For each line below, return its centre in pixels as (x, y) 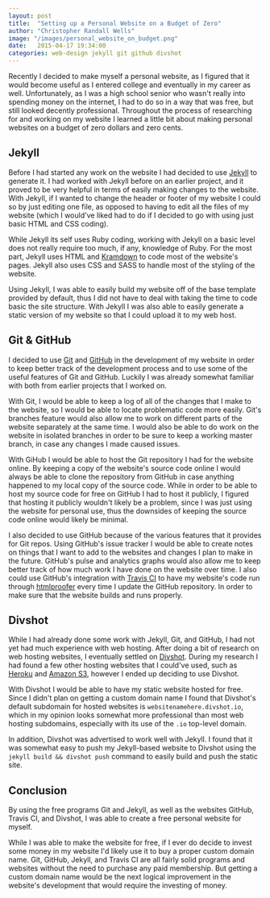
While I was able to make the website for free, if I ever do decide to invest (130, 842)
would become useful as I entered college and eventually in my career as (130, 85)
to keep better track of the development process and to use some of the (128, 368)
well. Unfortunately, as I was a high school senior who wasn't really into (127, 93)
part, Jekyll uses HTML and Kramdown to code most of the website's (123, 256)
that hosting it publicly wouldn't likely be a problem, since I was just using (130, 502)
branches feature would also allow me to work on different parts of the (125, 418)
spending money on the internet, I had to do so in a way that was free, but (131, 102)
